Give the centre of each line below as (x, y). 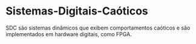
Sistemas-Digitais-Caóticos (77, 11)
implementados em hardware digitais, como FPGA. (69, 34)
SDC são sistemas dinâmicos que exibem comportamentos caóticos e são (98, 28)
